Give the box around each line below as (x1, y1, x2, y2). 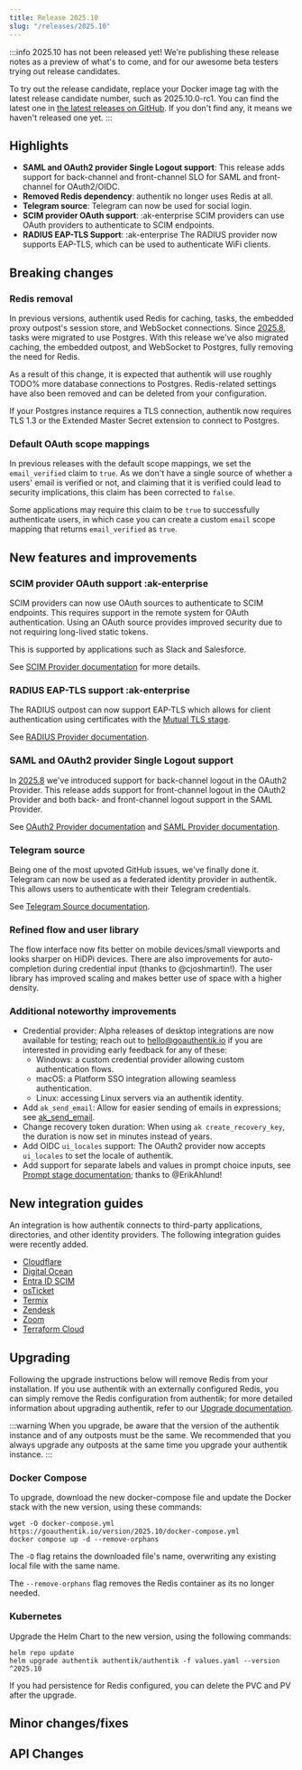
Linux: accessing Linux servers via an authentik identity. (35, 1093, 244, 1104)
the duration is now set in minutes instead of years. (22, 1131, 213, 1142)
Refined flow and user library (9, 923, 140, 936)
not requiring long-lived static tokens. (9, 626, 149, 637)
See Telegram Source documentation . (9, 900, 151, 911)
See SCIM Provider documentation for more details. (9, 661, 201, 672)
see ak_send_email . (22, 1112, 96, 1123)
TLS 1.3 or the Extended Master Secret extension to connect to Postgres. (9, 415, 279, 426)
